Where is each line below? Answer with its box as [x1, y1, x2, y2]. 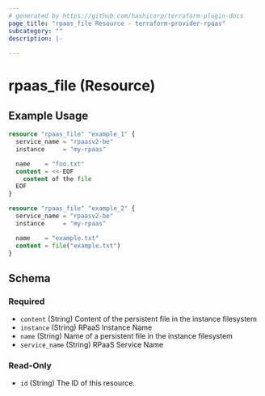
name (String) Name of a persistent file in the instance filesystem [19, 331, 233, 341]
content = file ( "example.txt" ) [15, 242, 121, 250]
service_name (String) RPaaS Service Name [19, 340, 164, 350]
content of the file [23, 175, 92, 183]
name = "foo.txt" [15, 159, 85, 168]
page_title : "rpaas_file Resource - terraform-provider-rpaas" [8, 19, 226, 27]
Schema [8, 272, 51, 285]
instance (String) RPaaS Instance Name [19, 322, 153, 332]
